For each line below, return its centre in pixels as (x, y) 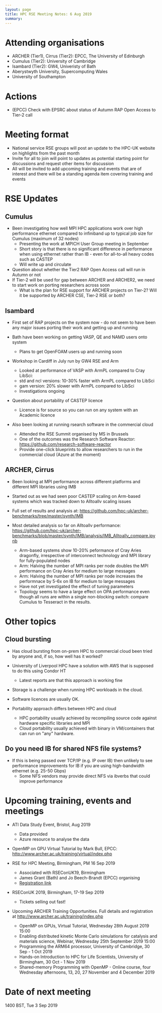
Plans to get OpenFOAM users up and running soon (71, 351)
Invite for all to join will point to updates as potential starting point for (80, 158)
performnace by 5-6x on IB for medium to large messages (77, 581)
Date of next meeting (48, 992)
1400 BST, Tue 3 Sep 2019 (31, 1005)
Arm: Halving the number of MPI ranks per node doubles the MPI (84, 566)
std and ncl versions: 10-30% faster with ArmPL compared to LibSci (87, 381)
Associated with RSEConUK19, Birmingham (62, 873)
